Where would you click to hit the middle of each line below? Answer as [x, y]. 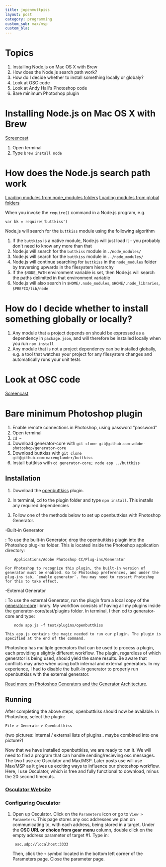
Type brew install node [37, 153]
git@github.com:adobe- [122, 444]
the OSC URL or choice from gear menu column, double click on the [83, 830]
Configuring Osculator [33, 803]
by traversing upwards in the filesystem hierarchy [63, 267]
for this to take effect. [32, 581]
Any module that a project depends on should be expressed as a [79, 333]
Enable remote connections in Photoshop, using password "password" [85, 427]
